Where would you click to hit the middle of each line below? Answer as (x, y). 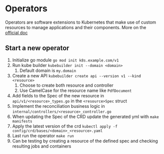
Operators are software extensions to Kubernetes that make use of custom (81, 22)
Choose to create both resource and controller (67, 85)
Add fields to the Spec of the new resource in (58, 95)
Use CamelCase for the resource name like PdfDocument (76, 90)
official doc (16, 32)
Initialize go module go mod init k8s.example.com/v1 (66, 60)
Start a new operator (37, 48)
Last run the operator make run (43, 135)
